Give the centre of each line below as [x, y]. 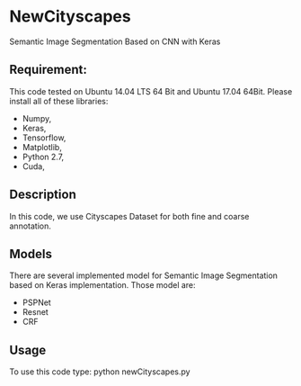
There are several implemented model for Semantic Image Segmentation [144, 275]
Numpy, [37, 118]
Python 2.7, [43, 157]
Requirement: [49, 70]
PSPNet [36, 302]
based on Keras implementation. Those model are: [102, 285]
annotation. [30, 226]
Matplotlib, [42, 147]
